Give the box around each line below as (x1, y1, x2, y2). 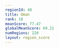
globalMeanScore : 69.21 (5, 26, 55, 31)
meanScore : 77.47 (5, 21, 41, 26)
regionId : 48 (5, 7, 32, 12)
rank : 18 (5, 16, 23, 21)
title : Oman (5, 12, 30, 17)
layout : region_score (5, 35, 50, 40)
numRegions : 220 (5, 30, 39, 35)
